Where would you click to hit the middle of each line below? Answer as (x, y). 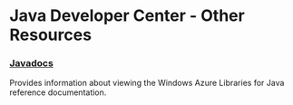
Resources (51, 35)
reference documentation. (58, 92)
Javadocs (32, 63)
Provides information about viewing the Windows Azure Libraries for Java (147, 83)
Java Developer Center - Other (127, 16)
